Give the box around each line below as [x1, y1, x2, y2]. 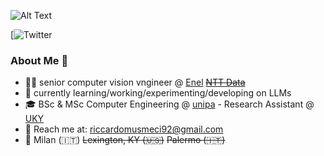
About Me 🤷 [10, 53, 69, 67]
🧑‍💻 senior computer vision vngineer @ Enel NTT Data [24, 76, 246, 89]
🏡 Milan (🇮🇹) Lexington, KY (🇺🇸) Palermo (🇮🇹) [24, 134, 226, 146]
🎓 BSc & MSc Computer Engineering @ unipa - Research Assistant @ [24, 98, 315, 110]
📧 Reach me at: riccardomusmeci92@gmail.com [24, 123, 224, 135]
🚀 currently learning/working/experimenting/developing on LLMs [24, 87, 292, 99]
